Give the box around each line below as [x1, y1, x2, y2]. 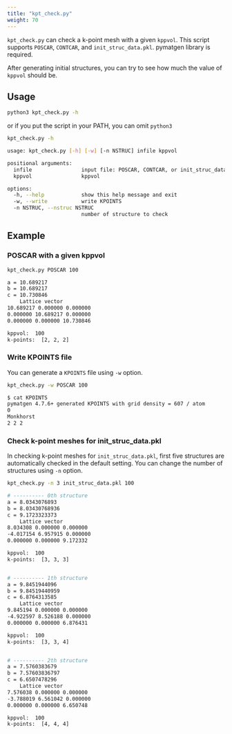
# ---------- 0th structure [7, 492, 88, 499]
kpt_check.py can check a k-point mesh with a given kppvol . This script [7, 35, 210, 44]
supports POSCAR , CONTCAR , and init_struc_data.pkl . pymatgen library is [7, 43, 211, 51]
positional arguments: [7, 160, 72, 166]
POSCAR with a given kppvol [7, 251, 106, 260]
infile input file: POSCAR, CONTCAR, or [13, 166, 177, 173]
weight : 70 [7, 17, 39, 23]
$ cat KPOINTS [7, 394, 48, 401]
